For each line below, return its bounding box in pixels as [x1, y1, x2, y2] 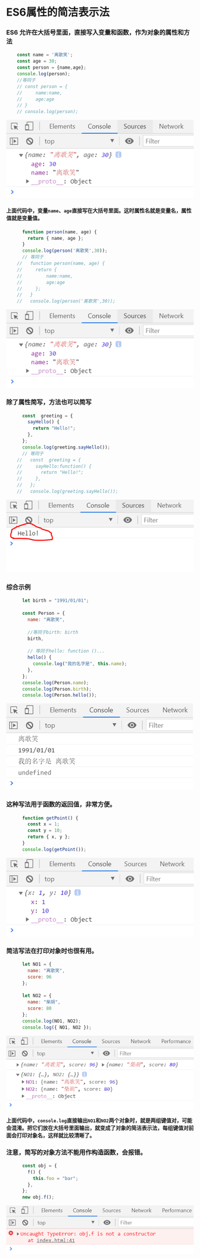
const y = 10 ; [27, 828, 62, 834]
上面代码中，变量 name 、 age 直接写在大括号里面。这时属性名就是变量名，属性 [6, 207, 192, 214]
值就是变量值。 [6, 215, 43, 222]
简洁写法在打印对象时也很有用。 [6, 946, 98, 955]
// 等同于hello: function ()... [27, 648, 105, 654]
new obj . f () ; [21, 1194, 55, 1200]
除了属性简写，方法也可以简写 [6, 398, 92, 407]
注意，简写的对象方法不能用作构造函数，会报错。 [6, 1148, 147, 1156]
